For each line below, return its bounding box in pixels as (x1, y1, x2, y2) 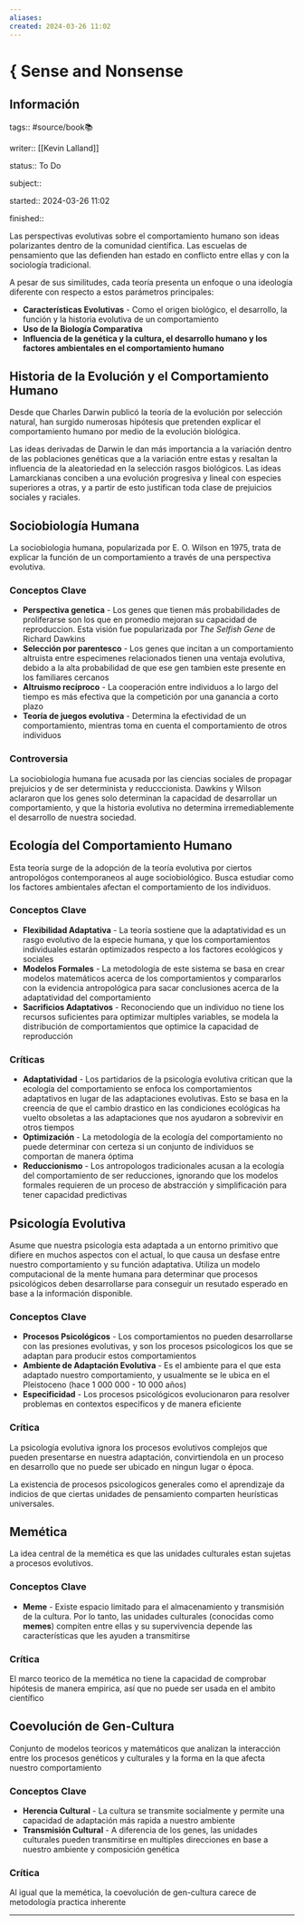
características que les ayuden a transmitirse (22, 1629, 191, 1641)
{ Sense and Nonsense (9, 61, 184, 82)
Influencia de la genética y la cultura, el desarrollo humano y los (22, 333, 268, 344)
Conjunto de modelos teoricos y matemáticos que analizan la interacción (9, 1743, 280, 1754)
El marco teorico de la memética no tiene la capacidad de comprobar (9, 1673, 267, 1684)
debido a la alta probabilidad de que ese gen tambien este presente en (22, 663, 287, 674)
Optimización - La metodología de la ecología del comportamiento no (22, 1132, 283, 1142)
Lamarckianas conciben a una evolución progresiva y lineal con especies (9, 472, 282, 483)
